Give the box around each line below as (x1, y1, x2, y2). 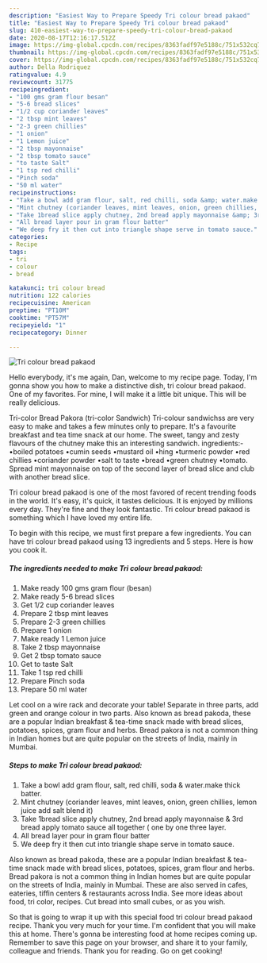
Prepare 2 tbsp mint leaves (20, 609, 109, 618)
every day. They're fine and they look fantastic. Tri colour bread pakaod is (9, 505, 250, 514)
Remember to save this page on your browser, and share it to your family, (9, 938, 248, 947)
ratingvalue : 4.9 (9, 71, 67, 79)
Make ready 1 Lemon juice (20, 634, 106, 644)
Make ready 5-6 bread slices (20, 592, 115, 602)
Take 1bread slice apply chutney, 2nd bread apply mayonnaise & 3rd (20, 815, 244, 824)
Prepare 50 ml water (20, 684, 88, 695)
